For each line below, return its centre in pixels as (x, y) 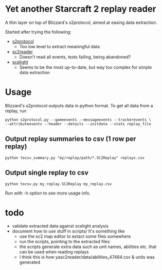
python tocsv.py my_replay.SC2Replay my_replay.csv (58, 184)
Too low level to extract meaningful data (59, 46)
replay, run (16, 111)
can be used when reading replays (54, 252)
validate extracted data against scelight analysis (60, 226)
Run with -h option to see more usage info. (48, 193)
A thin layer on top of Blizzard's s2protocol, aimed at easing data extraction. (81, 22)
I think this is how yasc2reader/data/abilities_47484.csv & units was (87, 257)
